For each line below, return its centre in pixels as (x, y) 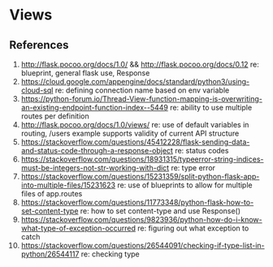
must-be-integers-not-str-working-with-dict (95, 168)
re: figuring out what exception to (193, 228)
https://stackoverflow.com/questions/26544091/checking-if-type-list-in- (143, 245)
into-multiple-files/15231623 (68, 185)
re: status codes (202, 151)
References (39, 45)
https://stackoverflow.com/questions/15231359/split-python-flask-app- (140, 177)
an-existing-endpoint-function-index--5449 (95, 108)
